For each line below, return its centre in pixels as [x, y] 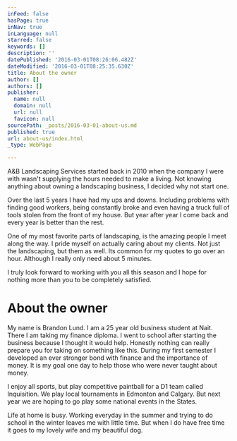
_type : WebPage [30, 145]
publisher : [23, 92]
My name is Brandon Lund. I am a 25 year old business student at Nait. [110, 328]
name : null [30, 99]
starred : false [30, 40]
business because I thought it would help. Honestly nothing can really [109, 343]
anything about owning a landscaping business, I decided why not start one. [118, 186]
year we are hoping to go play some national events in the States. [102, 401]
